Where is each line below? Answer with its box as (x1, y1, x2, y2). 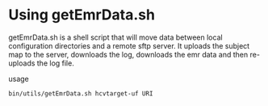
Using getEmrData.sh (8, 6, 156, 24)
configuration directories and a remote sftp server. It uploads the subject (8, 40, 250, 50)
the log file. (36, 58, 74, 68)
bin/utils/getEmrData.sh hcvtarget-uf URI (8, 89, 153, 98)
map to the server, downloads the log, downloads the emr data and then (8, 49, 249, 59)
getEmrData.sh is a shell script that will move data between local (8, 32, 224, 42)
